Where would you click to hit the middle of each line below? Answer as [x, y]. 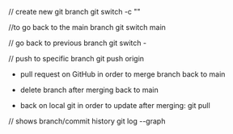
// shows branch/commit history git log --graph [87, 121]
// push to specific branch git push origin [76, 59]
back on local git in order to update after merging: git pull [115, 105]
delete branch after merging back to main [89, 90]
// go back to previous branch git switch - [78, 43]
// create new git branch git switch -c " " [74, 12]
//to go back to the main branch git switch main [87, 27]
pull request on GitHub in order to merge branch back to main [123, 74]
